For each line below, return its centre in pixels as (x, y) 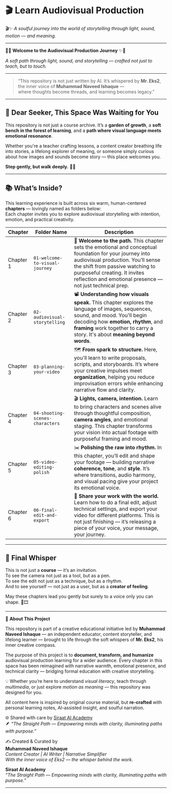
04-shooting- (49, 413)
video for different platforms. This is (117, 515)
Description (119, 232)
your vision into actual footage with (116, 432)
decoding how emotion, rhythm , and (118, 322)
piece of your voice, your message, (116, 528)
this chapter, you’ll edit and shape (114, 456)
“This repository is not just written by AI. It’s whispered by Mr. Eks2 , (89, 81)
